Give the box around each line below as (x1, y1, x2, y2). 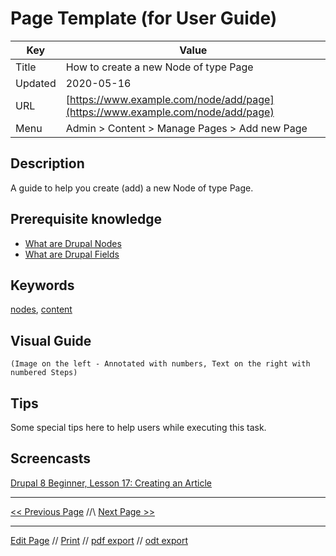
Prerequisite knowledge (10, 211, 163, 228)
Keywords (10, 277, 75, 294)
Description (10, 155, 85, 172)
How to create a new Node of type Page (65, 60, 254, 74)
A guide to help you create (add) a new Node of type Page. (10, 182, 254, 194)
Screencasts (10, 450, 92, 467)
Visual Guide (10, 332, 92, 349)
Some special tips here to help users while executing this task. (10, 422, 267, 433)
